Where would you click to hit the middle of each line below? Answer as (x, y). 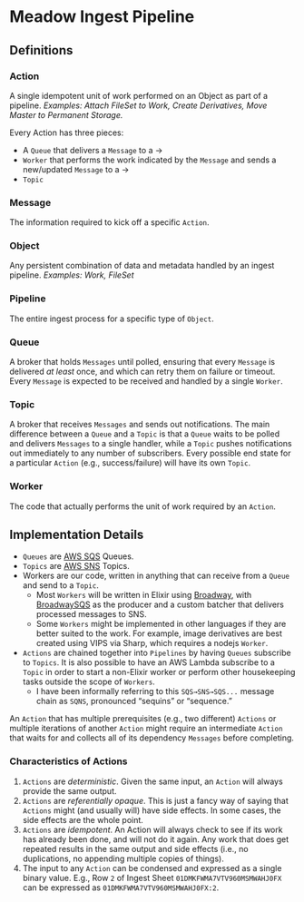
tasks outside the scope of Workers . (89, 681)
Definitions (41, 50)
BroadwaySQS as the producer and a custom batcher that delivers (160, 604)
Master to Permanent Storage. (66, 114)
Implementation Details (77, 535)
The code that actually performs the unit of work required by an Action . (143, 506)
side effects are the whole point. (83, 819)
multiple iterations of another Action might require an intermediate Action (146, 729)
